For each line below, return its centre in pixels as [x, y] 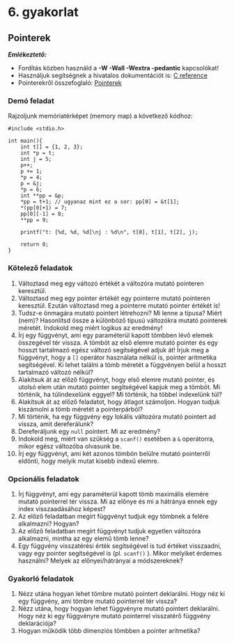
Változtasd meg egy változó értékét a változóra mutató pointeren [111, 283]
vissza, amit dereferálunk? [56, 424]
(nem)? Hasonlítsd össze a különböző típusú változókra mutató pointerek [123, 320]
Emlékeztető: [28, 54]
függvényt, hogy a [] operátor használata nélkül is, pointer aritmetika [117, 357]
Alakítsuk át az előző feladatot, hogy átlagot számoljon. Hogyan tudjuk [119, 402]
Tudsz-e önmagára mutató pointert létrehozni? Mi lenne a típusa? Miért [120, 313]
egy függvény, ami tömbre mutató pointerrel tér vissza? [97, 601]
